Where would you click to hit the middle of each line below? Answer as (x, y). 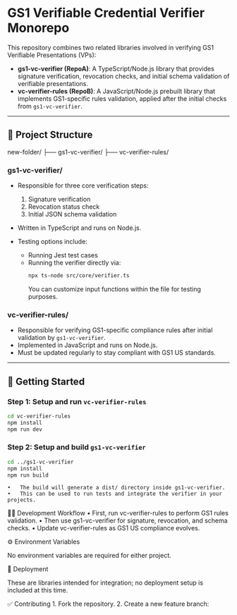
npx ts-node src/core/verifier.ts (79, 276)
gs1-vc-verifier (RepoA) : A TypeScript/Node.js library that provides (116, 68)
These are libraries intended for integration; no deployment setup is (105, 583)
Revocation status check (64, 207)
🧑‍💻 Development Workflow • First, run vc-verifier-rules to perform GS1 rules (118, 513)
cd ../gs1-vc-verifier (41, 462)
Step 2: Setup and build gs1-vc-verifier (77, 447)
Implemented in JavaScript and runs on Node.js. (87, 345)
